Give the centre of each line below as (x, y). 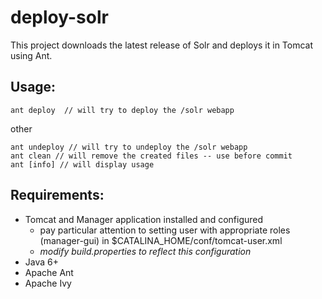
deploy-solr (59, 17)
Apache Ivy (48, 283)
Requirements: (57, 195)
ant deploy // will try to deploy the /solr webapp (122, 110)
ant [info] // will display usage (82, 164)
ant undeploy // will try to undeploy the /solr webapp (129, 147)
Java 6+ (41, 262)
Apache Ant (49, 272)
